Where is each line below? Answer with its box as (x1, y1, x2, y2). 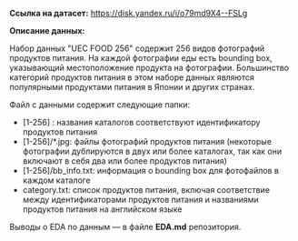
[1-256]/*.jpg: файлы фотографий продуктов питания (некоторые (22, 136, 273, 146)
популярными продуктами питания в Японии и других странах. (9, 82, 255, 92)
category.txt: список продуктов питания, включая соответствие (22, 185, 271, 195)
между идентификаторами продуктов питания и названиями (22, 195, 259, 205)
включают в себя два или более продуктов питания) (22, 156, 227, 166)
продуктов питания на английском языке (22, 204, 183, 215)
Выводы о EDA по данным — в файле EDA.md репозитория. (9, 222, 242, 232)
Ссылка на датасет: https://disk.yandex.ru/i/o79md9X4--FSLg (9, 8, 248, 18)
